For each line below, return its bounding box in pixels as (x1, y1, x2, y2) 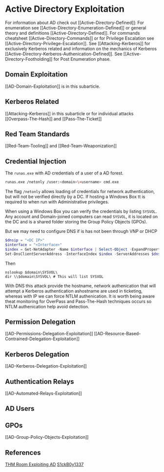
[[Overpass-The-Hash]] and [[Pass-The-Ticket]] (5, 116, 102, 122)
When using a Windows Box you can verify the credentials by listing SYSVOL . (5, 208, 157, 214)
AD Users (5, 404, 35, 413)
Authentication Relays (5, 377, 74, 386)
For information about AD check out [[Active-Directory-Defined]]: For (5, 20, 144, 25)
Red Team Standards (5, 130, 70, 138)
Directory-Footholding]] (5, 56, 53, 62)
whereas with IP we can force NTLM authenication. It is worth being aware (5, 293, 155, 299)
